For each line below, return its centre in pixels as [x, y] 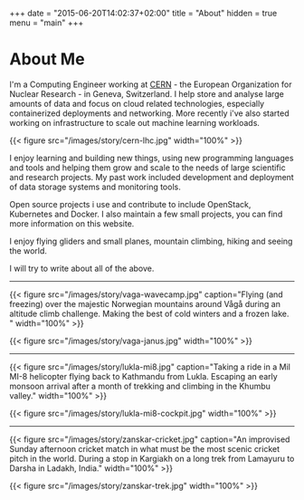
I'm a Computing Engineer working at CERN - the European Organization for [151, 84]
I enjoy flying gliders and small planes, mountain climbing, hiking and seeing [151, 241]
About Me [47, 59]
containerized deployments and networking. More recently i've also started [149, 113]
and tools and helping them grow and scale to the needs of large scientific [148, 168]
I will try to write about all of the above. [82, 268]
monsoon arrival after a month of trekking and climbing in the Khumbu [140, 386]
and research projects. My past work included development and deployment [152, 177]
